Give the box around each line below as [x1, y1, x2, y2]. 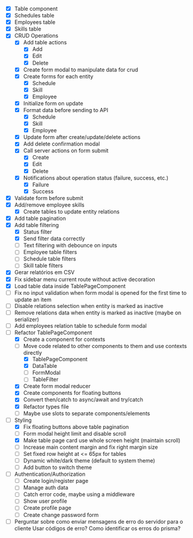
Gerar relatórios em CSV [14, 269, 75, 276]
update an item [14, 296, 52, 303]
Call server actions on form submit [23, 147, 109, 155]
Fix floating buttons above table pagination [23, 423, 129, 430]
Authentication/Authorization [14, 470, 86, 478]
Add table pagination [14, 214, 67, 222]
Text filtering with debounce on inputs [23, 242, 117, 249]
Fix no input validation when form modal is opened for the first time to [14, 289, 187, 296]
